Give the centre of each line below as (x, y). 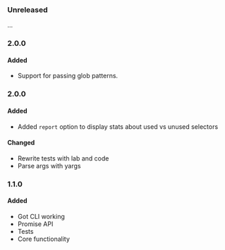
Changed (21, 143)
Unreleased (28, 10)
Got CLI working (41, 216)
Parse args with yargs (49, 165)
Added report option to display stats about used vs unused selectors (118, 126)
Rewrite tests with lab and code (63, 158)
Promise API (35, 224)
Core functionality (44, 239)
